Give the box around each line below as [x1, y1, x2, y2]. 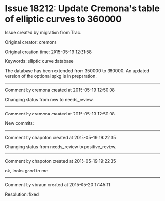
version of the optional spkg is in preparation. [5, 73, 97, 79]
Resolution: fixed [5, 191, 39, 197]
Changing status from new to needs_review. [5, 96, 94, 102]
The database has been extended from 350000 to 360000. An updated [5, 67, 150, 74]
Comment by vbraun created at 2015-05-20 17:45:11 [5, 181, 110, 187]
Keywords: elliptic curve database [5, 58, 74, 64]
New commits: [5, 120, 34, 126]
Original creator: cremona [5, 39, 57, 45]
